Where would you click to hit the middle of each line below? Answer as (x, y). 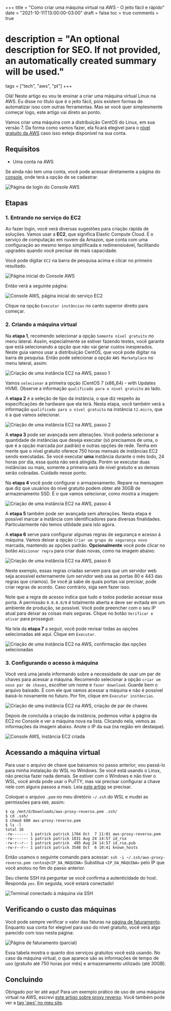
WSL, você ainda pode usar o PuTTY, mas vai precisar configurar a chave (83, 781)
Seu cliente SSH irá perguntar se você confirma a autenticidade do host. (81, 878)
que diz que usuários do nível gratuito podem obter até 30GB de (73, 488)
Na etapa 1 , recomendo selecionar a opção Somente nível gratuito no (80, 336)
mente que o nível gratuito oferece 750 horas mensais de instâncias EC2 (82, 451)
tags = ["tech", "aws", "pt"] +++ (39, 86)
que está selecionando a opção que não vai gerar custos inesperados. (79, 346)
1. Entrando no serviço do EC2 (43, 218)
